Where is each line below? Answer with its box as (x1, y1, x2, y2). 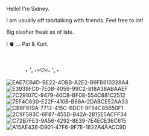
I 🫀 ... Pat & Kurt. (6, 40, 49, 48)
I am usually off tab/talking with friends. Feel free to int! (6, 17, 144, 23)
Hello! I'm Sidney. (6, 5, 50, 12)
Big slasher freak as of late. (6, 28, 74, 36)
